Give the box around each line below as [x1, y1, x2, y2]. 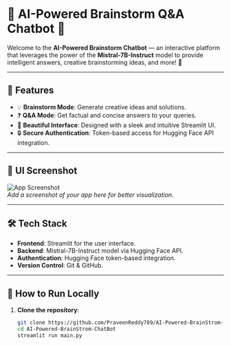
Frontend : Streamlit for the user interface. [16, 239, 136, 248]
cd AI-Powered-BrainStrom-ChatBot [16, 326, 116, 333]
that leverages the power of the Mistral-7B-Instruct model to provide [7, 51, 204, 59]
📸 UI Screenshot [7, 165, 78, 177]
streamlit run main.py [16, 332, 82, 339]
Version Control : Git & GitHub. [16, 261, 104, 270]
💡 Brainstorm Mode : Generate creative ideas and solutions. [16, 102, 187, 111]
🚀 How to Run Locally [7, 288, 100, 299]
